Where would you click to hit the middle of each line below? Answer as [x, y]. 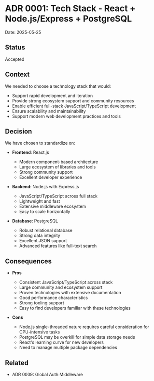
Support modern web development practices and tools [66, 116]
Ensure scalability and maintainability [49, 111]
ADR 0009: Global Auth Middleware [47, 374]
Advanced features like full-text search [58, 246]
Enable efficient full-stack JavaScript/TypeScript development [74, 106]
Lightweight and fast [40, 201]
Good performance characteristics [54, 298]
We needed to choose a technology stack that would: [58, 86]
